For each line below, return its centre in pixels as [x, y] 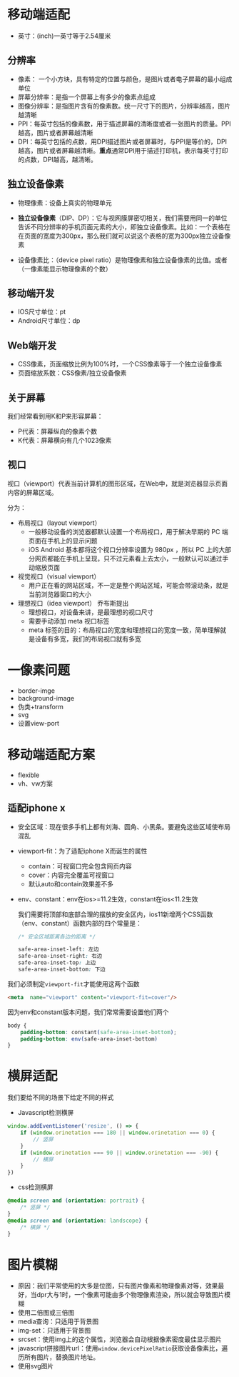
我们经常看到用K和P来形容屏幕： [55, 416]
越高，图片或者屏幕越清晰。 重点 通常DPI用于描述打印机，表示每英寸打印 [123, 150]
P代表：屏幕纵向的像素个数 [57, 431]
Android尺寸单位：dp [49, 321]
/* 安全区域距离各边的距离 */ [57, 936]
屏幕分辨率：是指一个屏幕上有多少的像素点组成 [86, 96]
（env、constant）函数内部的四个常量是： [80, 923]
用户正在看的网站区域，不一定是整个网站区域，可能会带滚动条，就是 [128, 585]
